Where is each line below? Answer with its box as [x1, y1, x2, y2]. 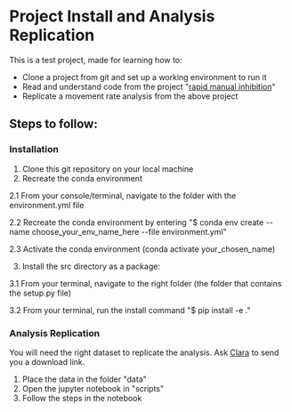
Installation [9, 143, 60, 156]
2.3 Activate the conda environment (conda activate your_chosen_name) [9, 243, 276, 254]
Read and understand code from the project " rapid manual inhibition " [21, 81, 276, 92]
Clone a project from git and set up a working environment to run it [21, 71, 267, 82]
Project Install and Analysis [9, 6, 215, 27]
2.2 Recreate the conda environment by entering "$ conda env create [9, 216, 264, 228]
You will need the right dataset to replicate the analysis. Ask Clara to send [9, 347, 279, 358]
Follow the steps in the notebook [21, 392, 142, 403]
